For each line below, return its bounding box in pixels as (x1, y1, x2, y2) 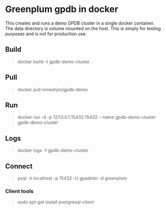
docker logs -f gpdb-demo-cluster (17, 147, 89, 153)
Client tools (5, 187, 34, 194)
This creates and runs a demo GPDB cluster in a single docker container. (5, 20, 155, 26)
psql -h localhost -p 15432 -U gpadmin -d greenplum (17, 175, 127, 181)
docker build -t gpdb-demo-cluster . (17, 59, 92, 65)
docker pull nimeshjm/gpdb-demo (17, 86, 88, 92)
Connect (5, 162, 33, 170)
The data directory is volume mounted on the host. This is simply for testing (5, 25, 161, 31)
